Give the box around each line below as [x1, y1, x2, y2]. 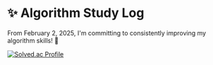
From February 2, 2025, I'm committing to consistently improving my [7, 28, 207, 37]
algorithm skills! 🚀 [7, 36, 59, 45]
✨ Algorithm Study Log [7, 5, 145, 21]
